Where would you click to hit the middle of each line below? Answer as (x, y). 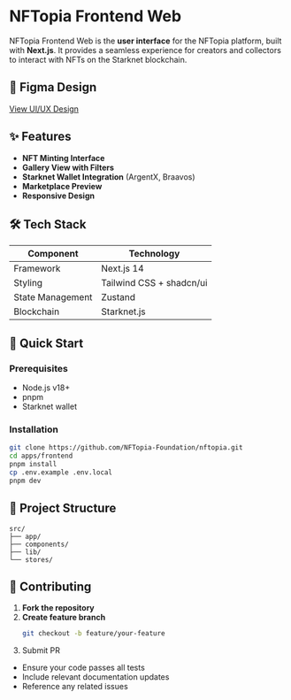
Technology (154, 254)
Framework (37, 269)
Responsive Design (58, 196)
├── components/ (39, 544)
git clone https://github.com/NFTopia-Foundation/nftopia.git (126, 448)
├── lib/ (25, 552)
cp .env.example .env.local (61, 472)
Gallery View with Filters (68, 167)
